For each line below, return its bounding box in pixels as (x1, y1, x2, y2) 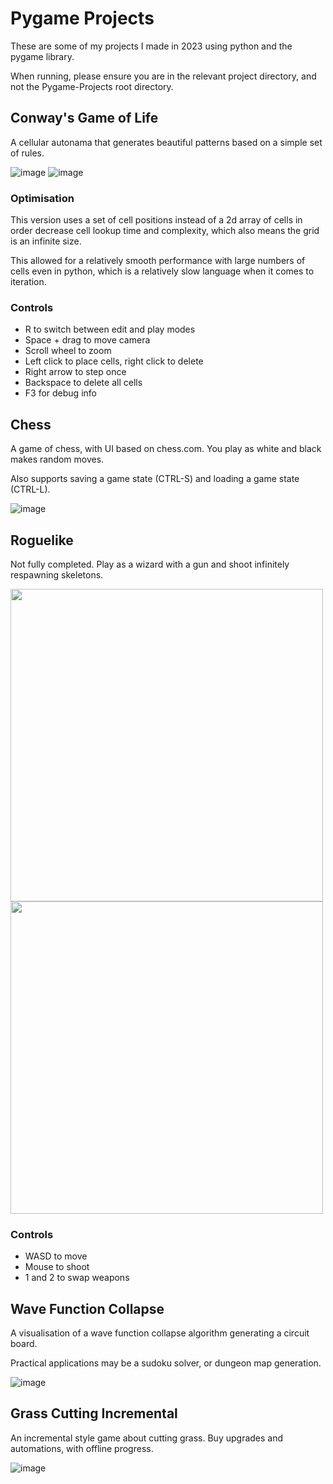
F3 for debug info (24, 387, 97, 399)
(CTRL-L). (10, 483, 51, 496)
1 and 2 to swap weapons (24, 1272, 130, 1284)
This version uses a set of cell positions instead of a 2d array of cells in (10, 214, 303, 226)
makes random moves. (10, 453, 105, 466)
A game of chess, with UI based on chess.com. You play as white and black (10, 443, 322, 455)
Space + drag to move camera (24, 334, 151, 346)
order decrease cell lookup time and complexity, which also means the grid (10, 225, 320, 237)
